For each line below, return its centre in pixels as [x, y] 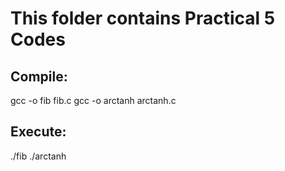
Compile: [39, 76]
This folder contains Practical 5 [143, 18]
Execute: [38, 132]
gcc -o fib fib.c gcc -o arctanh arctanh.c [93, 100]
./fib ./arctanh [38, 156]
